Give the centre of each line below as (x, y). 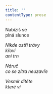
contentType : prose (26, 15)
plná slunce (17, 35)
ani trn (12, 56)
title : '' (16, 10)
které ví (13, 87)
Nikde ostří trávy (23, 45)
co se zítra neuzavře (26, 71)
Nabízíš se (16, 29)
